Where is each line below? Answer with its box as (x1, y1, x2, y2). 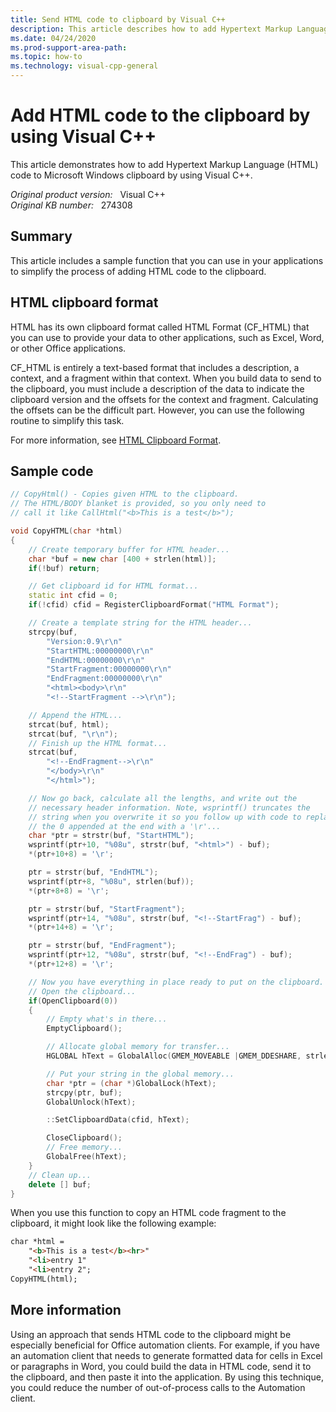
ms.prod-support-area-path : (10, 42, 128, 53)
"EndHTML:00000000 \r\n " (46, 655, 145, 665)
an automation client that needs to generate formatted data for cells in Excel (10, 1349, 323, 1361)
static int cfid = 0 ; (28, 591, 118, 601)
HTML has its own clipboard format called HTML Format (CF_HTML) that (10, 321, 310, 333)
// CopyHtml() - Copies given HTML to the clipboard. (10, 489, 240, 500)
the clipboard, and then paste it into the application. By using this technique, (10, 1371, 324, 1383)
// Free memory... (46, 1142, 123, 1153)
